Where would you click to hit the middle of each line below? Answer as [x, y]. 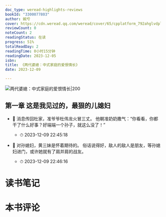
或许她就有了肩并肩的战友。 [58, 151]
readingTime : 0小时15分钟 [30, 51]
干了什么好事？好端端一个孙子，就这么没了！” [59, 125]
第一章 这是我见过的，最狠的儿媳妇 [58, 106]
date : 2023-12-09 [23, 70]
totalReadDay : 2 [22, 47]
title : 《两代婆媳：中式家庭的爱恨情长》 [42, 65]
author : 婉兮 [18, 19]
